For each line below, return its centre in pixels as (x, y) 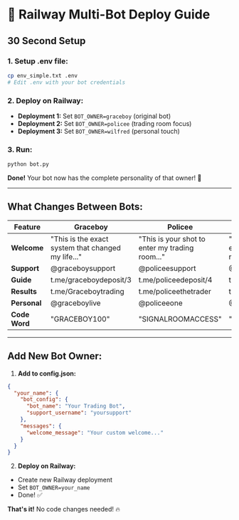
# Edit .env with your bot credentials (67, 82)
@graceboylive (76, 303)
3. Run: (20, 149)
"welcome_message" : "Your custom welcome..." (95, 433)
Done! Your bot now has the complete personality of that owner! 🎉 (105, 178)
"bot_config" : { (44, 400)
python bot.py (28, 164)
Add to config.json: (47, 373)
